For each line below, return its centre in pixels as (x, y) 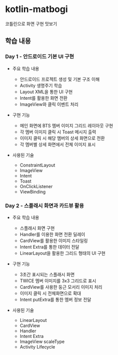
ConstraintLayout (38, 165)
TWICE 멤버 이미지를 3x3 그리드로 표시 (58, 281)
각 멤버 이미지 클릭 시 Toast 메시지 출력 (58, 132)
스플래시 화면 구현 (37, 228)
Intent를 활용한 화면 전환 (44, 98)
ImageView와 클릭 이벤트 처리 (49, 104)
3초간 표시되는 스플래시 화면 (47, 274)
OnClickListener (36, 186)
